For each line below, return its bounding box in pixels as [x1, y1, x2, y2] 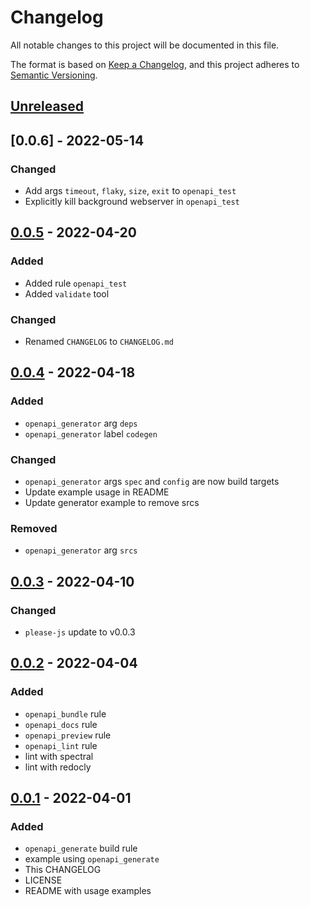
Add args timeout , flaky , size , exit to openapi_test [24, 185, 237, 197]
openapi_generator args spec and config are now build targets [24, 475, 280, 487]
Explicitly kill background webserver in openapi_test [24, 196, 240, 208]
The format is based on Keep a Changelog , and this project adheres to [10, 58, 300, 70]
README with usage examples [24, 885, 152, 897]
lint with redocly [24, 761, 92, 773]
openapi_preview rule [24, 729, 112, 741]
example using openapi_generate [24, 853, 160, 865]
